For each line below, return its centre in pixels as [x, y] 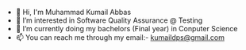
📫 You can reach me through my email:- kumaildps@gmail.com [120, 37]
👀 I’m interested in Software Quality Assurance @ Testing [109, 20]
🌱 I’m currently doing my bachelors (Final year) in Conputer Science [127, 29]
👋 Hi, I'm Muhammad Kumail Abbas [73, 12]
